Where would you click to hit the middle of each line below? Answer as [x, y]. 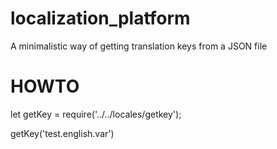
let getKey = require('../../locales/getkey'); [96, 114]
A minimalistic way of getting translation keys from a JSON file [139, 46]
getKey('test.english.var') [62, 133]
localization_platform [100, 18]
